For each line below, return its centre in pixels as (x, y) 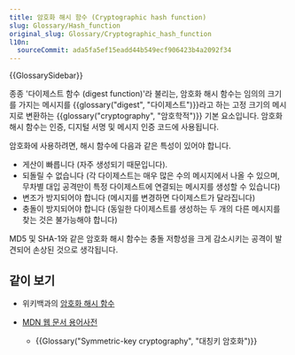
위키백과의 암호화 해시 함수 (68, 303)
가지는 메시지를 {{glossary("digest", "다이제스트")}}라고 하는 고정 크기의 (144, 105)
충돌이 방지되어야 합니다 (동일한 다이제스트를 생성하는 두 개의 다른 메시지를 (151, 209)
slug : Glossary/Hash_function (65, 26)
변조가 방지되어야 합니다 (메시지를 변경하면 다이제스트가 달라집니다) (139, 198)
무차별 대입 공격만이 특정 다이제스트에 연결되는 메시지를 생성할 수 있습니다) (151, 187)
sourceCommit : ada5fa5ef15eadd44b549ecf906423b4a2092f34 (124, 50)
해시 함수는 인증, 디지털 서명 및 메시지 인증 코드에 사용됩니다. (114, 127)
